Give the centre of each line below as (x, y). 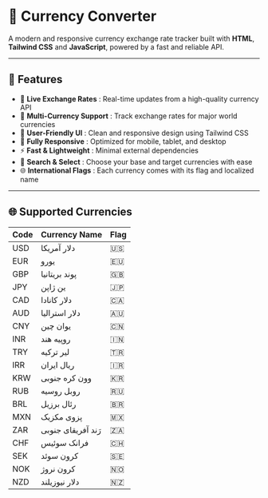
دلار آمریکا (58, 248)
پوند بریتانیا (59, 273)
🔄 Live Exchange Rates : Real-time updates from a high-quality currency (139, 98)
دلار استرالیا (61, 313)
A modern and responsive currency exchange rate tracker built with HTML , (132, 38)
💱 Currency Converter (83, 16)
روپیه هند (56, 339)
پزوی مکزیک (62, 416)
